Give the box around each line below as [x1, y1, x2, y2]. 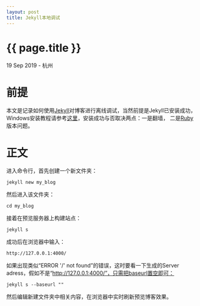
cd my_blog [6, 203, 34, 209]
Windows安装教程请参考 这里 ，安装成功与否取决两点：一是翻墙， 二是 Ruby [6, 114, 194, 122]
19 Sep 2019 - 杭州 [6, 62, 54, 69]
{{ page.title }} [6, 41, 82, 55]
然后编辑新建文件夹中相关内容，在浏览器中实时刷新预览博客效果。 [6, 293, 172, 301]
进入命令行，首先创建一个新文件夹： [6, 167, 98, 175]
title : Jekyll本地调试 [6, 15, 60, 21]
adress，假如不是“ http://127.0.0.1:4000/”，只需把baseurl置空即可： [6, 269, 175, 277]
